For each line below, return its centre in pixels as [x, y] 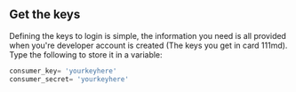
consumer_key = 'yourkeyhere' [63, 71]
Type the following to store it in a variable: [86, 54]
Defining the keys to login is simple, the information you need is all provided [148, 35]
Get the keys [45, 15]
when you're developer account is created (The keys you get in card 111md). [148, 45]
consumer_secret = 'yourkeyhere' [69, 79]
